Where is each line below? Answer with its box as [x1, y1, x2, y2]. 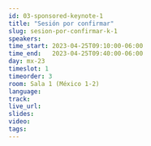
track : [8, 95, 31, 103]
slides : [8, 110, 35, 118]
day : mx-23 [8, 58, 45, 66]
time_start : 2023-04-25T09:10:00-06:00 [8, 42, 144, 50]
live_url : [8, 102, 42, 110]
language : [8, 87, 42, 96]
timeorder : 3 [8, 72, 53, 80]
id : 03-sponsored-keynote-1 [8, 11, 104, 20]
